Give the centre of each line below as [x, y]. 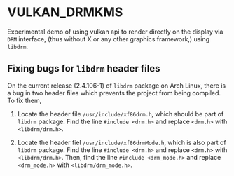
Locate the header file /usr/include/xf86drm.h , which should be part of [121, 114]
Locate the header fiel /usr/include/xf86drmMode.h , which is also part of [122, 142]
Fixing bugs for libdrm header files [84, 68]
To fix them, [25, 100]
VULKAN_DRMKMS [65, 12]
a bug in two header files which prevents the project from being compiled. [114, 93]
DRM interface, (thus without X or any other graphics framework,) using [109, 39]
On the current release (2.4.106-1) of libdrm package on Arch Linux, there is [117, 86]
